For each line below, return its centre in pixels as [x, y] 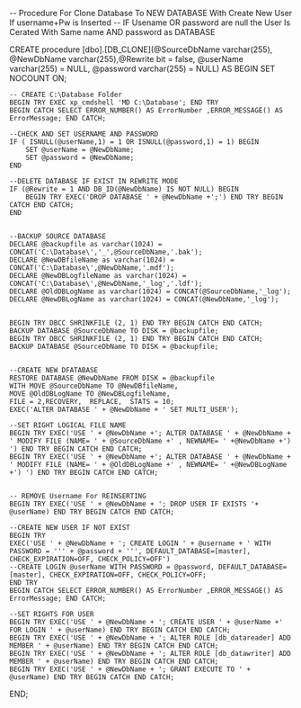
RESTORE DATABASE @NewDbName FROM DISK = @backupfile [112, 378]
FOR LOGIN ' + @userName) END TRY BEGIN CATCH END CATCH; [120, 630]
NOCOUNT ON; [38, 78]
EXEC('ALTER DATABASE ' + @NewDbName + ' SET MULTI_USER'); [124, 409]
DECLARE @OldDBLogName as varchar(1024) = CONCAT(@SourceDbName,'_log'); [150, 291]
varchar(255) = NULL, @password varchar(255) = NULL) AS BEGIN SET [142, 68]
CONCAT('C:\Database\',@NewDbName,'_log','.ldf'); [106, 283]
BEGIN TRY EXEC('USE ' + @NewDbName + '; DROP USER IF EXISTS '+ [134, 504]
